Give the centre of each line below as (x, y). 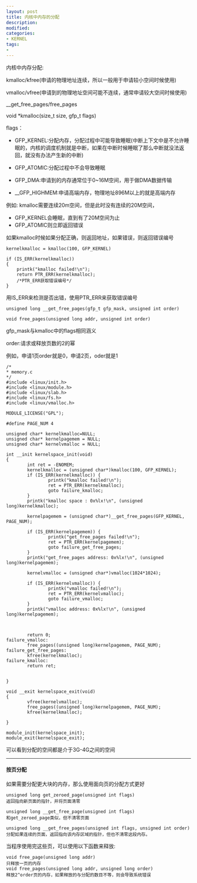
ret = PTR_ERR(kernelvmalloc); (86, 593)
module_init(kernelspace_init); (45, 733)
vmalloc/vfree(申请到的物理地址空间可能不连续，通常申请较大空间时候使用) (97, 92)
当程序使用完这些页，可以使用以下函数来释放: (61, 846)
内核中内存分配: (25, 67)
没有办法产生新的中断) (57, 155)
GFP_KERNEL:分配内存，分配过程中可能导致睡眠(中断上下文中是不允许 (99, 140)
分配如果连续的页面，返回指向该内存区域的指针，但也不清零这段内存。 (78, 834)
